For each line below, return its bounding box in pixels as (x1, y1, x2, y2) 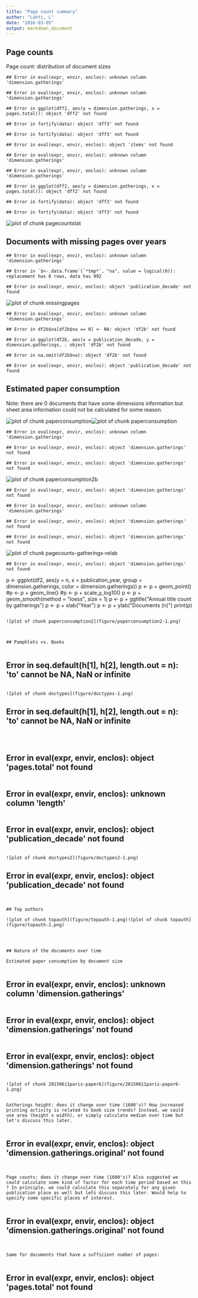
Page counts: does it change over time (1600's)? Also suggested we (6, 1174, 178, 1180)
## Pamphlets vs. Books (6, 639, 65, 645)
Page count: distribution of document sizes (6, 63, 111, 70)
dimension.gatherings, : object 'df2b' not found (6, 342, 131, 347)
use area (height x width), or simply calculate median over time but (6, 1112, 184, 1118)
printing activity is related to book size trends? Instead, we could (6, 1107, 184, 1113)
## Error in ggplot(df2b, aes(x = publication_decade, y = (6, 336, 155, 343)
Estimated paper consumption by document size (6, 958, 123, 964)
